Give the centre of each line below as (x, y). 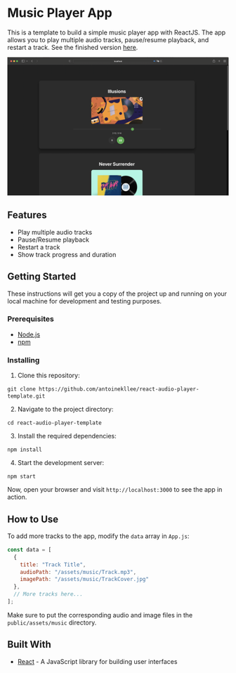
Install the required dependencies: (67, 436)
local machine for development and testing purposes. (85, 301)
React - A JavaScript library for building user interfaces (97, 661)
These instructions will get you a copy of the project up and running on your (117, 294)
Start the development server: (61, 463)
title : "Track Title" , (53, 564)
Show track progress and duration (67, 254)
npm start (22, 477)
